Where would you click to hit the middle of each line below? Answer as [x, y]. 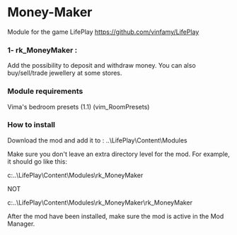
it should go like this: [37, 161]
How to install [31, 125]
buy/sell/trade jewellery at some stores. [65, 73]
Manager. [21, 224]
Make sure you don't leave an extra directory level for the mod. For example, [118, 154]
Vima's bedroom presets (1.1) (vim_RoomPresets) [79, 107]
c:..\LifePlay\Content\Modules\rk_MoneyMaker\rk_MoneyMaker [100, 203]
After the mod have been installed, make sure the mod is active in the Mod [116, 216]
